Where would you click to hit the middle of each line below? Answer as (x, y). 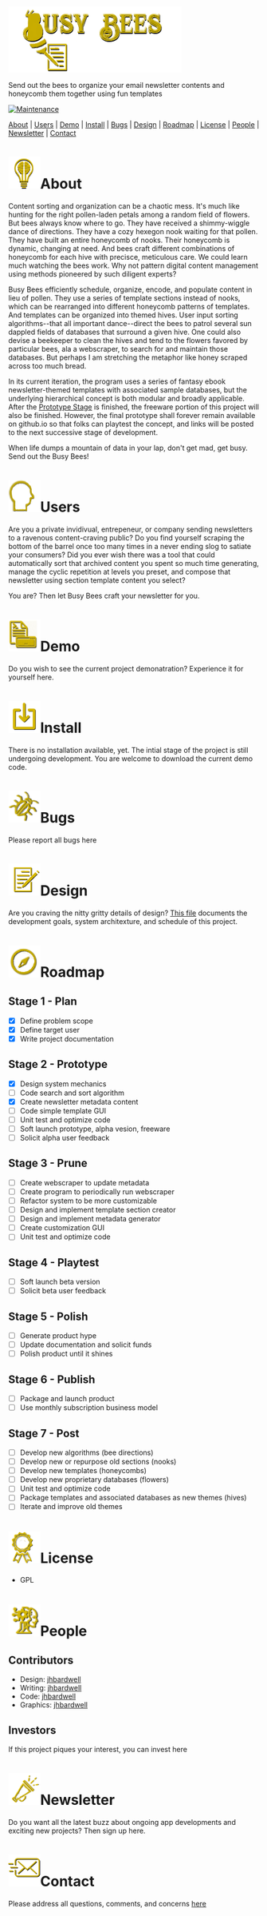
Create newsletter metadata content (79, 1101)
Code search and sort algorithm (72, 1093)
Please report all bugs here (53, 840)
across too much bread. (47, 365)
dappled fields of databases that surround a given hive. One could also (125, 332)
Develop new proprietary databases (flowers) (94, 1480)
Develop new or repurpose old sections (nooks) (98, 1462)
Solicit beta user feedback (63, 1291)
